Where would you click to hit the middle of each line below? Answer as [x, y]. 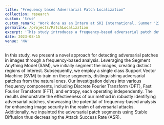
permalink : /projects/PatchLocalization [47, 28]
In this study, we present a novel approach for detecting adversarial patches [82, 55]
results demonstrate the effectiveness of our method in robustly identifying [81, 96]
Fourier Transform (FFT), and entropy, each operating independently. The [79, 91]
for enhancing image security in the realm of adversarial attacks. [70, 107]
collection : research [27, 14]
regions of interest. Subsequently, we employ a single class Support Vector [81, 71]
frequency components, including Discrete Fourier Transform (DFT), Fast [78, 86]
